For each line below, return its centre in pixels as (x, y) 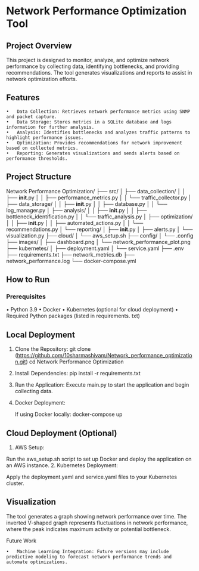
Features (23, 98)
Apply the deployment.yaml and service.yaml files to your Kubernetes (92, 477)
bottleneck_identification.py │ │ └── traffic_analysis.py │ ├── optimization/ (99, 217)
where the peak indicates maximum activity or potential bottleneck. (88, 529)
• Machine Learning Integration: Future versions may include (88, 551)
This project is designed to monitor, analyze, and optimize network (88, 60)
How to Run (28, 280)
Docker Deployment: (40, 403)
